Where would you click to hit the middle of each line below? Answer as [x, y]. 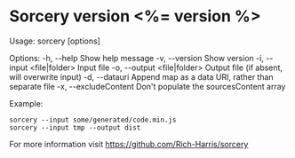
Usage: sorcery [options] [55, 41]
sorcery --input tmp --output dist [75, 127]
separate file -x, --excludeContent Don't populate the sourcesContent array [147, 86]
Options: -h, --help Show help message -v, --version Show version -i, [137, 58]
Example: [26, 103]
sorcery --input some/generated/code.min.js [93, 120]
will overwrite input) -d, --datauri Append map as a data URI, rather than [141, 76]
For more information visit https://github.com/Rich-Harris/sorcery [129, 144]
